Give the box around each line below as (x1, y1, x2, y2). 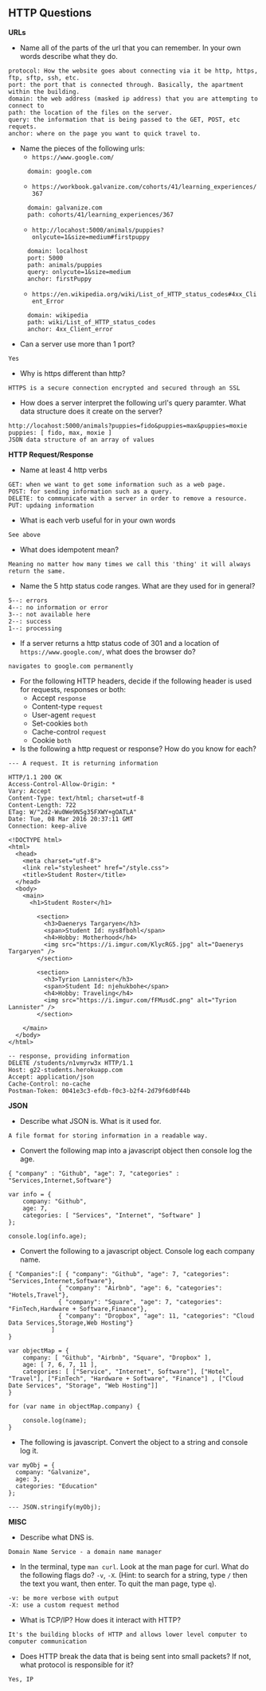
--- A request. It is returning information (8, 759, 158, 767)
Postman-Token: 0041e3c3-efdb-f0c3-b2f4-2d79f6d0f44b (8, 1086, 191, 1094)
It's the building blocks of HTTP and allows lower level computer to (8, 1630, 248, 1638)
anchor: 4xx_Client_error (27, 325, 113, 333)
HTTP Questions (8, 6, 92, 20)
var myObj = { (8, 1461, 56, 1469)
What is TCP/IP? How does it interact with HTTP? (19, 1615, 182, 1624)
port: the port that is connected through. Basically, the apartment (8, 80, 244, 88)
